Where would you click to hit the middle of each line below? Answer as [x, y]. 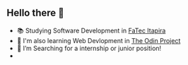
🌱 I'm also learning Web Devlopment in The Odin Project [99, 40]
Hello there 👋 [36, 13]
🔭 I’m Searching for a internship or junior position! [89, 48]
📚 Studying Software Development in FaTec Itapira [91, 30]
